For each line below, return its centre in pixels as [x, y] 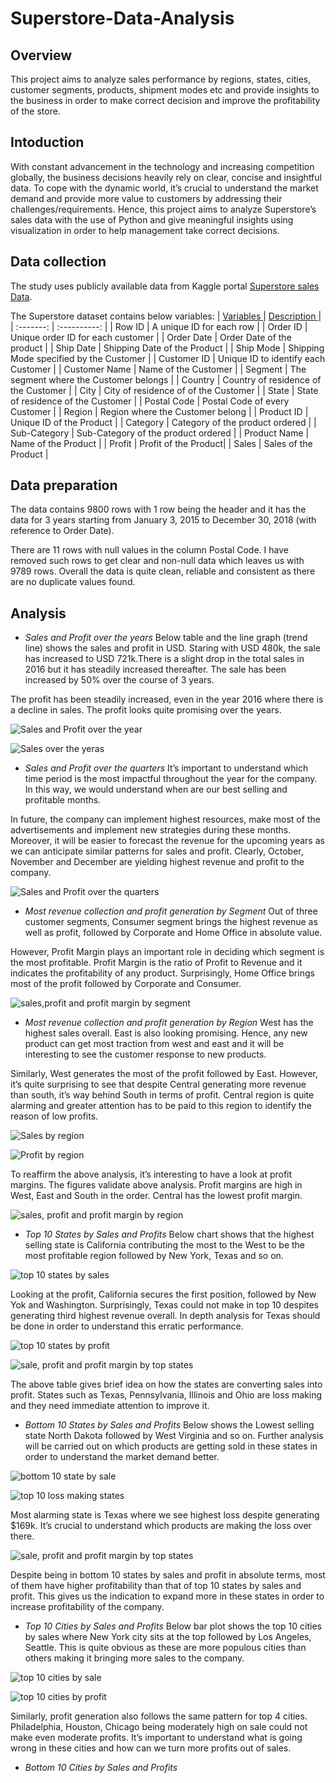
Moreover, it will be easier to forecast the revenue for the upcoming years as [167, 841]
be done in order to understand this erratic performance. [127, 1326]
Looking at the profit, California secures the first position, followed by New [163, 1294]
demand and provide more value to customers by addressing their [146, 198]
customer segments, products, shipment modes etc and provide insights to [165, 90]
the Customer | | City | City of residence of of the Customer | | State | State [164, 390]
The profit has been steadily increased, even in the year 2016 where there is [167, 699]
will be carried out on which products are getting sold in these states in [171, 1446]
